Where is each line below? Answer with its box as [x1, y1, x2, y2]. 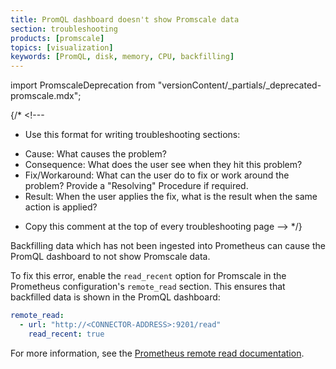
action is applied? [24, 201, 98, 213]
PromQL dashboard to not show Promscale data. [10, 251, 211, 263]
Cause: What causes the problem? [24, 148, 167, 160]
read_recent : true [28, 329, 105, 339]
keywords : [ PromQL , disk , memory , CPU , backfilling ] [10, 52, 235, 62]
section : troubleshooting [10, 24, 118, 34]
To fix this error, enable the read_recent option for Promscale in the [10, 270, 287, 282]
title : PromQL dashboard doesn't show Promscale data [10, 14, 240, 25]
